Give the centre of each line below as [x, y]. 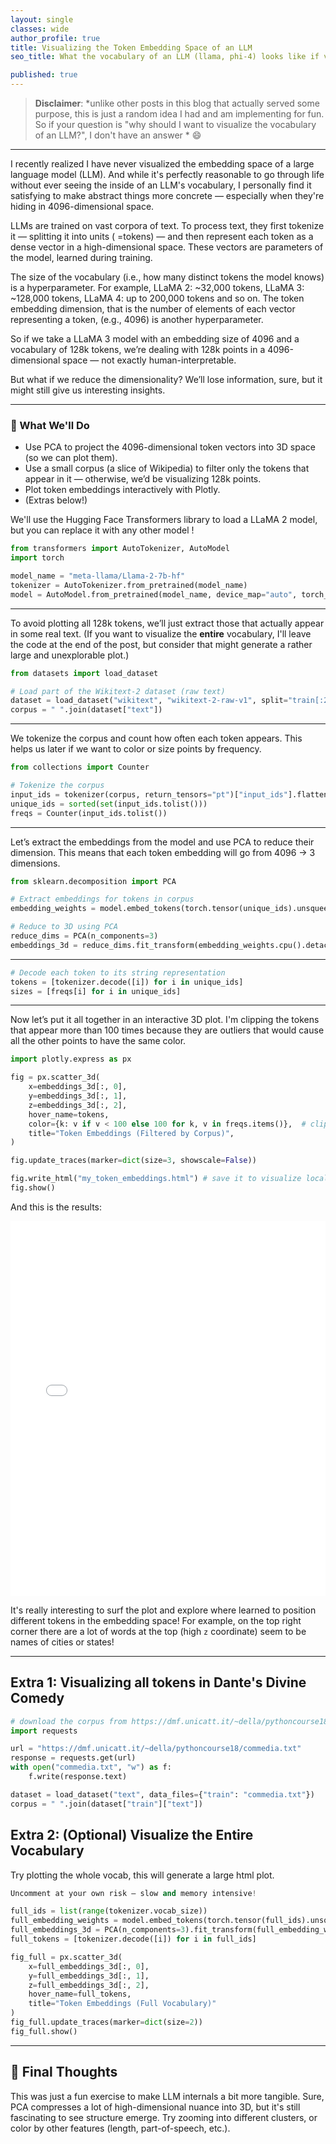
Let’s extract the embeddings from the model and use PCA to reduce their [162, 842]
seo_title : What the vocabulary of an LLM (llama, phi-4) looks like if [165, 57]
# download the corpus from [69, 1721]
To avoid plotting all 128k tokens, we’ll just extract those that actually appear [167, 623]
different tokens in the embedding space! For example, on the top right [156, 1620]
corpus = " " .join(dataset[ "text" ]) [86, 710]
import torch [37, 558]
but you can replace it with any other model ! [102, 530]
